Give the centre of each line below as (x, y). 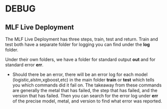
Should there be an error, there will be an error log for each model (80, 74)
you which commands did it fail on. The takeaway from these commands (87, 85)
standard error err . (24, 65)
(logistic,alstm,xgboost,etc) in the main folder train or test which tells (83, 80)
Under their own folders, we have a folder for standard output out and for (80, 59)
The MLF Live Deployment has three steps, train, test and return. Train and (82, 39)
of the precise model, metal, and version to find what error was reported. (87, 101)
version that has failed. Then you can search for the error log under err (85, 96)
